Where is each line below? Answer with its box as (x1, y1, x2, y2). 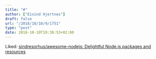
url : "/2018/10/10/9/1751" (5, 21, 61, 26)
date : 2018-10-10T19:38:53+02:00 (5, 30, 74, 35)
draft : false (5, 16, 32, 21)
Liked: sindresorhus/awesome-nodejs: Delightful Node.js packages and (5, 44, 151, 49)
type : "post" (5, 26, 32, 30)
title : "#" (5, 7, 28, 12)
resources (5, 49, 26, 55)
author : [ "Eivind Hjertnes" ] (5, 12, 65, 17)
